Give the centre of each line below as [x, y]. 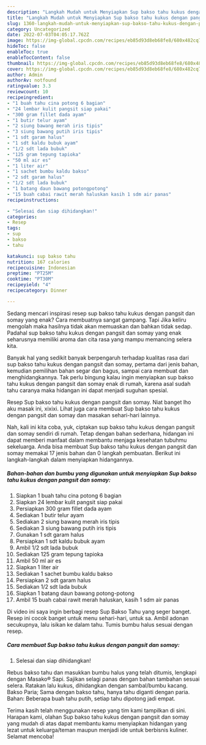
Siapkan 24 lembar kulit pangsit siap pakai [69, 502]
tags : [14, 228]
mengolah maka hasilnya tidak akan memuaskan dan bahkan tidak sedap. [100, 326]
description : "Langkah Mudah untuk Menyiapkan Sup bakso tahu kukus [96, 12]
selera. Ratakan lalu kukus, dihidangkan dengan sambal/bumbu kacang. [97, 685]
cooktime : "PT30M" [30, 279]
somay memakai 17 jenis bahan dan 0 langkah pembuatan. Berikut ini [94, 453]
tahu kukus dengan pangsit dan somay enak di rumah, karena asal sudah [99, 384]
